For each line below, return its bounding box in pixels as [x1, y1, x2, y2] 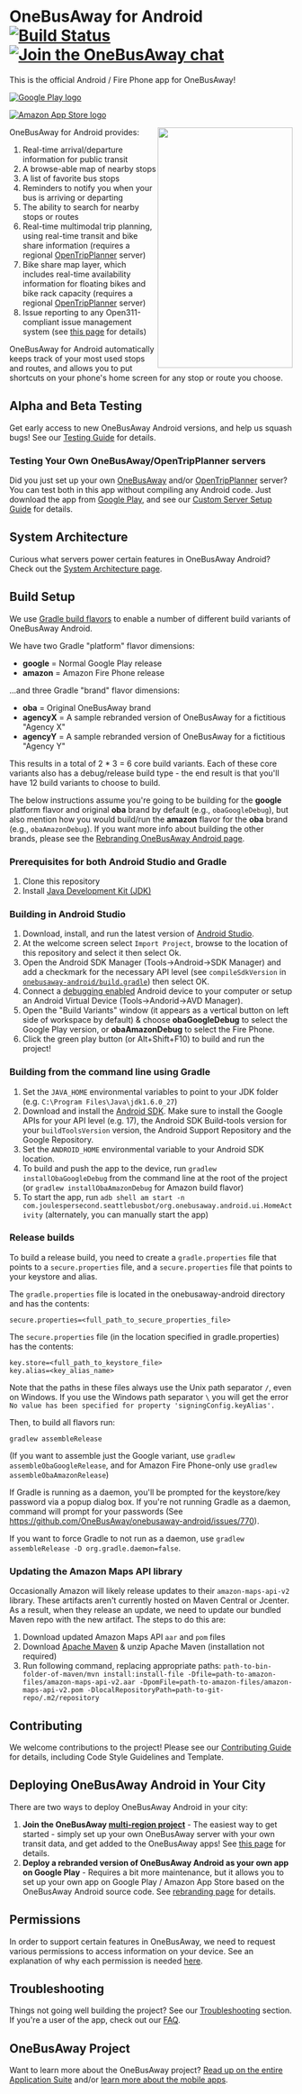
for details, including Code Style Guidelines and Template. [9, 1751, 225, 1762]
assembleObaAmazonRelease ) [9, 1469, 110, 1479]
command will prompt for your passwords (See [9, 1506, 183, 1516]
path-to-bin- [223, 1662, 272, 1671]
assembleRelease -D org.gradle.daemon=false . [9, 1543, 182, 1553]
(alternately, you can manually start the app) [44, 1209, 209, 1220]
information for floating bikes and [22, 278, 147, 289]
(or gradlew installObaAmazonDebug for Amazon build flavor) [22, 1182, 244, 1193]
